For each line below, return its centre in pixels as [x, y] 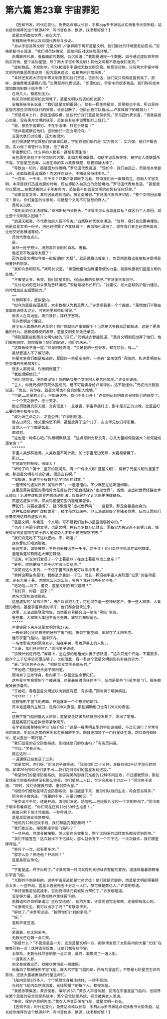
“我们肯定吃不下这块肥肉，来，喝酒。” [45, 538]
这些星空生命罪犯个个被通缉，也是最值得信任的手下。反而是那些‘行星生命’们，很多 [84, 680]
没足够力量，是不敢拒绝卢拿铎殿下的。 [45, 896]
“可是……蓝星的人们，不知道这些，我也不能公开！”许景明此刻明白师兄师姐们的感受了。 [87, 395]
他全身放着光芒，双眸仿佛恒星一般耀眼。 [47, 964]
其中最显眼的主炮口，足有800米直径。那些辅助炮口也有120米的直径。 [72, 707]
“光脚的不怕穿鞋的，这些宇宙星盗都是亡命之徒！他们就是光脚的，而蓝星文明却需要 [83, 880]
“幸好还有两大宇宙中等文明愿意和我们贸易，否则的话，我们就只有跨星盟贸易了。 [82, 78]
